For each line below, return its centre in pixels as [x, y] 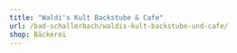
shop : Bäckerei [38, 34]
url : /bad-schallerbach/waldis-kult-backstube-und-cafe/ [119, 26]
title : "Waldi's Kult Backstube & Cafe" [87, 18]
